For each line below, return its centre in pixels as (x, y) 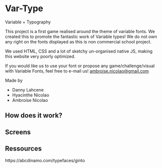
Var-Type (24, 9)
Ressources (24, 149)
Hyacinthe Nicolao (31, 95)
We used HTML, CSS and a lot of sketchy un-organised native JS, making (79, 51)
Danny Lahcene (28, 90)
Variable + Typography (28, 22)
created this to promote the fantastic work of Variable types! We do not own (81, 37)
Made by (14, 80)
